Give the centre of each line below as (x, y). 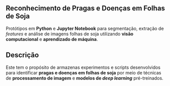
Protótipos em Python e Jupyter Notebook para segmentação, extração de (85, 28)
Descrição (22, 55)
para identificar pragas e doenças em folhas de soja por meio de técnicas (83, 72)
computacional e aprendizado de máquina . (52, 39)
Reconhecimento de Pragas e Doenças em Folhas (86, 8)
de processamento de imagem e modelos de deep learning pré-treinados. (85, 78)
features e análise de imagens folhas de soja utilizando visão (70, 34)
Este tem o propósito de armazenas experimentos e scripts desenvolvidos (83, 67)
